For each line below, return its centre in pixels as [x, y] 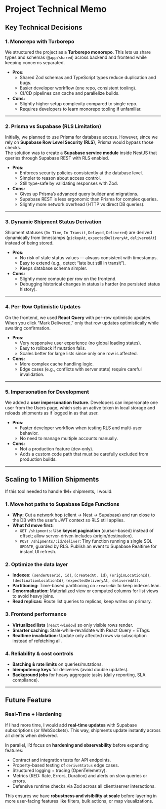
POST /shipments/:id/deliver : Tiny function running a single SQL [86, 541]
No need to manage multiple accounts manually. [69, 439]
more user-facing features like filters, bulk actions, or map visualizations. [79, 801]
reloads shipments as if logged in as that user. [52, 413]
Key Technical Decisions [44, 27]
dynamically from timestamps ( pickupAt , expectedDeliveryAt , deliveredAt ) [81, 238]
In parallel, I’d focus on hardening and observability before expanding [77, 745]
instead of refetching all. [37, 641]
